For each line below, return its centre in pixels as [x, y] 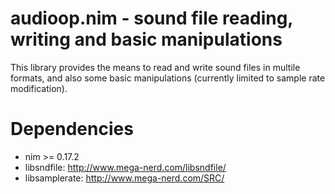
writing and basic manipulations [146, 39]
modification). [39, 88]
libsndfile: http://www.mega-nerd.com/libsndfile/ [125, 167]
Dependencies [72, 129]
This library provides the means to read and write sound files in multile [155, 67]
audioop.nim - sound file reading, [151, 18]
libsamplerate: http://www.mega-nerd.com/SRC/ [124, 178]
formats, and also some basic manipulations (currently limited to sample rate [168, 78]
